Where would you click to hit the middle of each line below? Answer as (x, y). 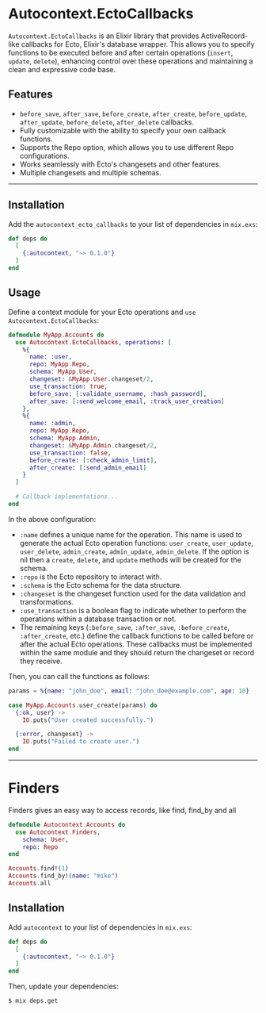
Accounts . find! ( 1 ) (38, 869)
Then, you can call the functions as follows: (79, 676)
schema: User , (46, 839)
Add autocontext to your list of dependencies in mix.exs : (100, 927)
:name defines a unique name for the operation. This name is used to (131, 534)
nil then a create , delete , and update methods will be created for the (130, 559)
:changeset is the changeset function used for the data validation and (133, 593)
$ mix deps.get (33, 1001)
